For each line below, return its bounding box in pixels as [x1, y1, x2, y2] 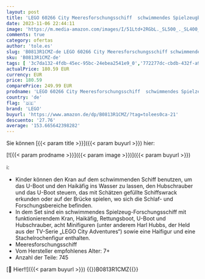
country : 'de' [6, 94, 43, 100]
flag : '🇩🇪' [6, 100, 37, 106]
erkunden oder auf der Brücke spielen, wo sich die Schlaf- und [15, 195, 174, 203]
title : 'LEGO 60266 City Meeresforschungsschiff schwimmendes [6, 15, 171, 21]
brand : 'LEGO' [6, 105, 43, 112]
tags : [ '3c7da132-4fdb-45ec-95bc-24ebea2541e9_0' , [6, 60, 140, 66]
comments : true [6, 32, 45, 38]
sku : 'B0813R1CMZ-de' [6, 54, 62, 61]
